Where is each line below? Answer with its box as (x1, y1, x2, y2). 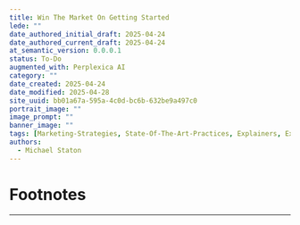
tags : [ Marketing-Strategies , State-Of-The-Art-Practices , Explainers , (9, 129, 281, 138)
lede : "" (9, 21, 42, 30)
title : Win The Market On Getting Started (9, 12, 170, 22)
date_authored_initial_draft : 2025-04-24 (9, 29, 166, 38)
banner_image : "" (9, 121, 74, 130)
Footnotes (9, 184, 87, 204)
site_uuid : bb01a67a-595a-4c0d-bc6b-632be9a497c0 (9, 96, 198, 105)
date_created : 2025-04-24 (9, 79, 105, 88)
